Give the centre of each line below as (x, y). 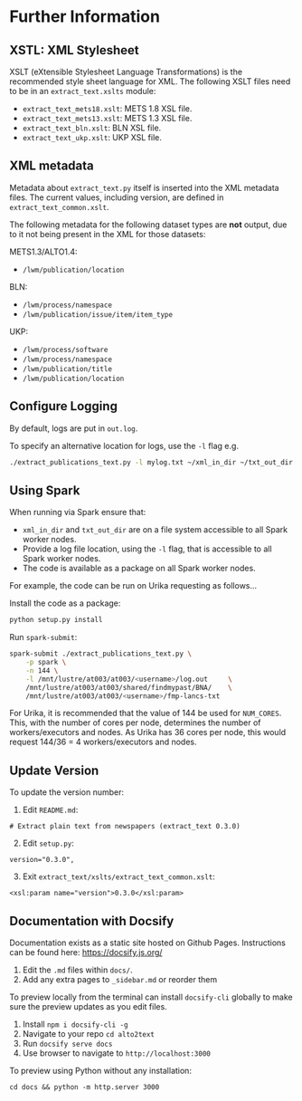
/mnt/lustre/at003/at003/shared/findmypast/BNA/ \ (129, 687)
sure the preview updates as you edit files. (88, 1007)
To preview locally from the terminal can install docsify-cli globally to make (151, 997)
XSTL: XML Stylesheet (74, 50)
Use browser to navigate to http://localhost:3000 (116, 1053)
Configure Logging (63, 406)
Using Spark (45, 490)
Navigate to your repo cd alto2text (89, 1034)
